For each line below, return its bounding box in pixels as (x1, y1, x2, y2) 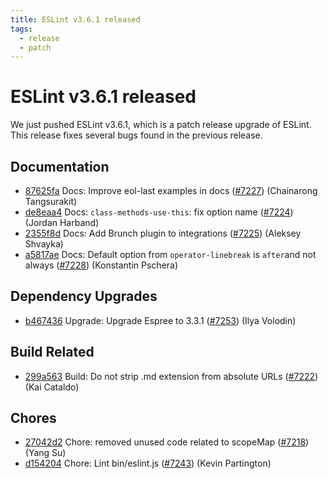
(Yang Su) (24, 447, 67, 459)
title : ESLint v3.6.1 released (10, 14, 141, 25)
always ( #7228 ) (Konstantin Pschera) (24, 259, 179, 271)
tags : (10, 24, 33, 34)
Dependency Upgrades (10, 288, 158, 305)
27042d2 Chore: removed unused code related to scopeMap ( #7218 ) (24, 436, 310, 448)
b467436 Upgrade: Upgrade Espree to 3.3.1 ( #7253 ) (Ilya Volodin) (24, 314, 297, 326)
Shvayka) (24, 238, 64, 250)
